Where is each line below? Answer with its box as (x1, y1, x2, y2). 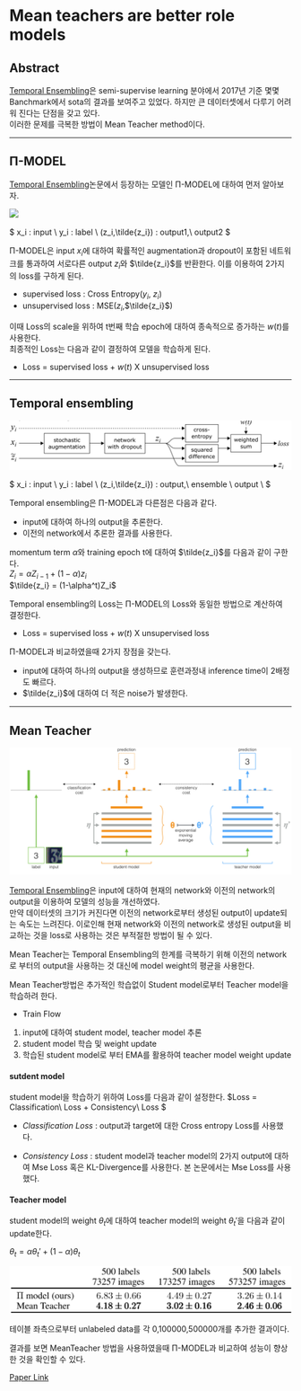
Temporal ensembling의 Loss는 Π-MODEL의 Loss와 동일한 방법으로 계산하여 (9, 598, 283, 609)
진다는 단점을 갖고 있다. (18, 108, 100, 118)
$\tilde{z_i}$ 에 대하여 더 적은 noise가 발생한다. (21, 688, 188, 699)
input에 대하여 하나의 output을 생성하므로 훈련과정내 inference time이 (21, 666, 269, 677)
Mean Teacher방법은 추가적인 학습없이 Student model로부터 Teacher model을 (9, 979, 289, 989)
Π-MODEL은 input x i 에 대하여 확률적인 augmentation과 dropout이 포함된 (9, 244, 268, 258)
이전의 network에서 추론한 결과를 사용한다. (21, 527, 173, 539)
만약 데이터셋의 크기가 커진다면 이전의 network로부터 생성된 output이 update (9, 907, 280, 917)
